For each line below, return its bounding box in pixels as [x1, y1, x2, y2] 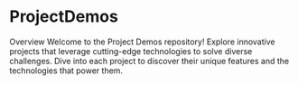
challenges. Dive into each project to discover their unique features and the [9, 55, 290, 66]
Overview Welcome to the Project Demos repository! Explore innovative [9, 36, 275, 47]
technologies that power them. [9, 65, 124, 76]
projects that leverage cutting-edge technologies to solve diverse [9, 45, 253, 56]
